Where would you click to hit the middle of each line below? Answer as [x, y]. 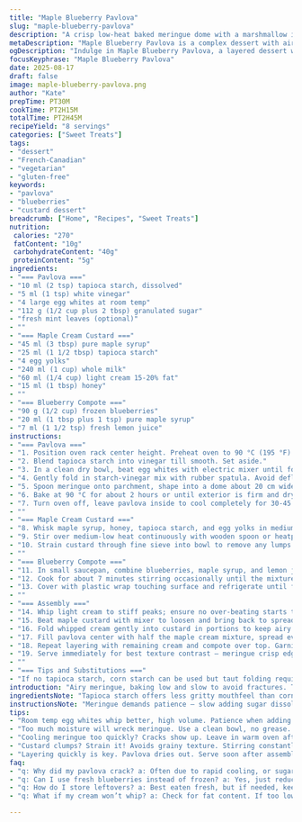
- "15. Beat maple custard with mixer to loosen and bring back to [138, 620]
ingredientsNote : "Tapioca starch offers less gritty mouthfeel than [142, 696]
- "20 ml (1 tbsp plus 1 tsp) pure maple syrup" [102, 420]
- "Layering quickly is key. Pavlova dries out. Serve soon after [136, 754]
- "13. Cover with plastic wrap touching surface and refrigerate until [148, 587]
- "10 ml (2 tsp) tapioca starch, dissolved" [96, 285]
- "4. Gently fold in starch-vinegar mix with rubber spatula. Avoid [142, 478]
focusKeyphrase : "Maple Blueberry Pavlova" [92, 59]
